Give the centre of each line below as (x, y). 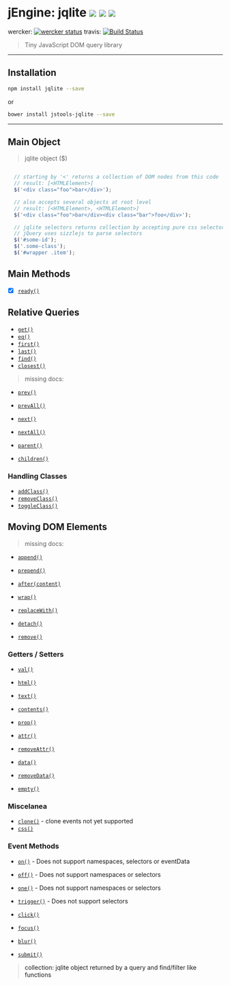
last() (27, 351)
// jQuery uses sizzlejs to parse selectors (78, 234)
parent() (30, 446)
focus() (28, 928)
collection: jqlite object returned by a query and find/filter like (111, 967)
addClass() (33, 491)
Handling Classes (38, 476)
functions (38, 975)
